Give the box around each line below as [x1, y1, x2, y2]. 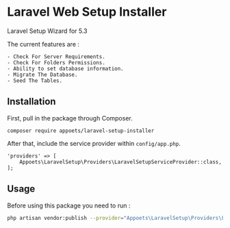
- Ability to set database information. [7, 65, 125, 72]
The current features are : [7, 40, 80, 48]
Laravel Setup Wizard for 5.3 [7, 27, 88, 35]
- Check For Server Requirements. [7, 53, 106, 60]
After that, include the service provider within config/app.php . [7, 139, 181, 147]
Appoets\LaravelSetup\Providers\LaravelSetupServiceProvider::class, [19, 158, 222, 165]
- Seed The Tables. [7, 77, 63, 84]
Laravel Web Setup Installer [7, 4, 167, 20]
